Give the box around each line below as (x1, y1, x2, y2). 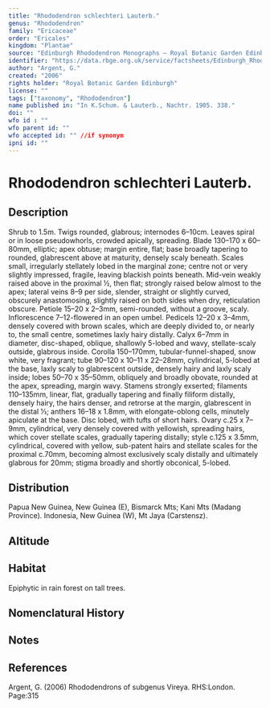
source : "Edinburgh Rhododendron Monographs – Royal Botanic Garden (8, 49, 243, 57)
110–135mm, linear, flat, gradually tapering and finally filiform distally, (8, 389, 235, 399)
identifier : (8, 57, 48, 65)
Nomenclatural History (8, 606, 125, 619)
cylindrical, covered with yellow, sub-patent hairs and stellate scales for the (8, 440, 259, 451)
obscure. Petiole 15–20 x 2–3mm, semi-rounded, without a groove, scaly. (8, 303, 249, 314)
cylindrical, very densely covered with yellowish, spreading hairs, (29, 423, 245, 433)
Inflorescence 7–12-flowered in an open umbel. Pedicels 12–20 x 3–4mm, (8, 312, 251, 322)
